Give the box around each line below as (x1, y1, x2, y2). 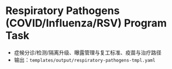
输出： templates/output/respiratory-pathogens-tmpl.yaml (13, 56, 156, 63)
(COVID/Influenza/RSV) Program (5, 16, 167, 30)
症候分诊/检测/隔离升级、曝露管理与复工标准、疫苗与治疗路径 (13, 49, 161, 56)
